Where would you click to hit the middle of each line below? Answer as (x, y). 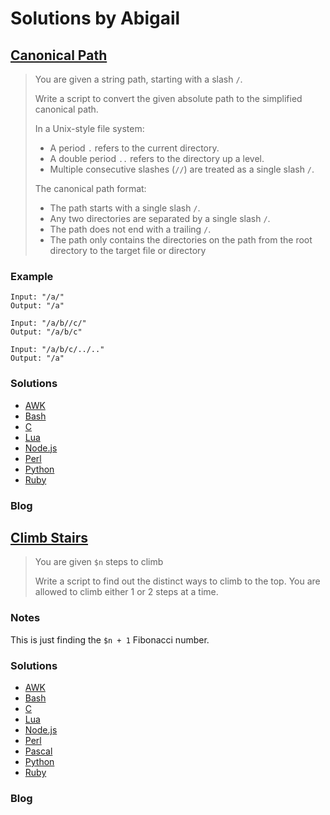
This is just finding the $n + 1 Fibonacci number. (110, 639)
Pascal (38, 751)
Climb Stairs (49, 537)
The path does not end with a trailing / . (130, 229)
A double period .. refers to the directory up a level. (157, 158)
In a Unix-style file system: (89, 128)
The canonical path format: (90, 188)
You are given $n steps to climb (99, 562)
